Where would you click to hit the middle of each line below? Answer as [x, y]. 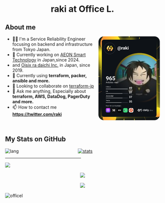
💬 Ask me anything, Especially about [49, 91]
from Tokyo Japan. [31, 49]
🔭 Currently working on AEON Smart [49, 55]
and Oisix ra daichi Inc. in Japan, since [51, 65]
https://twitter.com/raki [37, 114]
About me [20, 27]
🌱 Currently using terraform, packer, [49, 75]
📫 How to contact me [34, 107]
